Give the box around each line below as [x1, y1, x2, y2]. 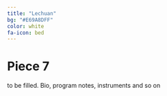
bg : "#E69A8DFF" [7, 16, 53, 23]
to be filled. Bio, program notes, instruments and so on [7, 82, 161, 90]
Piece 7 [7, 59, 50, 74]
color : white [7, 23, 44, 29]
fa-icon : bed [7, 29, 44, 36]
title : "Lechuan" [7, 10, 57, 17]
